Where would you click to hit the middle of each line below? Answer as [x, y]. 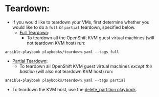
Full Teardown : [34, 32]
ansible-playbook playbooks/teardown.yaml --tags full [62, 52]
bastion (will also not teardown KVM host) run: [66, 71]
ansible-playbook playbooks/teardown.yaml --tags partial [65, 80]
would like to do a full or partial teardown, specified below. [74, 27]
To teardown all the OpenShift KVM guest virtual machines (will [90, 38]
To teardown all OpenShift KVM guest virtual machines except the [86, 66]
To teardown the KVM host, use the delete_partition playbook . [75, 89]
